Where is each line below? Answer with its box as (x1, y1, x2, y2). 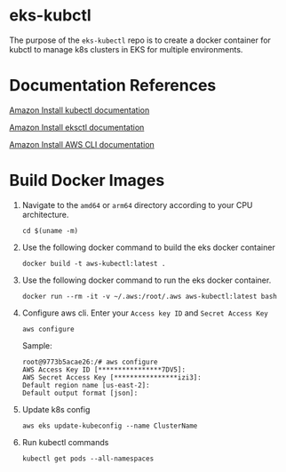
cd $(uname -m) (21, 226, 79, 236)
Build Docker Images (9, 171, 165, 191)
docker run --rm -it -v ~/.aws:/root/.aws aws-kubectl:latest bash (21, 292, 277, 300)
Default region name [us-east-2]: (21, 380, 150, 389)
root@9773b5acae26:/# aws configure (21, 357, 158, 366)
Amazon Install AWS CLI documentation (9, 139, 155, 149)
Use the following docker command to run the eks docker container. (21, 275, 272, 285)
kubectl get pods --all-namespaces (21, 454, 155, 463)
